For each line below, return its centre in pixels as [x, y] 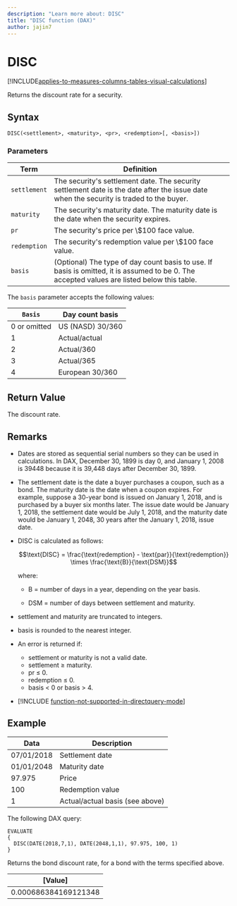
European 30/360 [88, 372]
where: [28, 576]
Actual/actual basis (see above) [112, 801]
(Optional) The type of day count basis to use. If [133, 262]
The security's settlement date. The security [127, 181]
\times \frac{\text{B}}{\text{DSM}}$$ [124, 562]
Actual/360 [77, 350]
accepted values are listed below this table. [126, 280]
